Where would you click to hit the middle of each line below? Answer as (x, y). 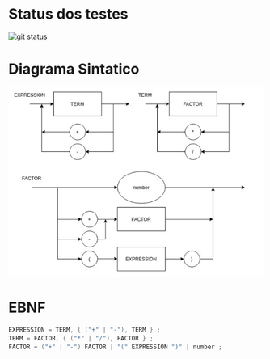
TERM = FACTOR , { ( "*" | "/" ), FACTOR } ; (81, 339)
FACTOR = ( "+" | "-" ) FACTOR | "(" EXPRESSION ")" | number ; (115, 347)
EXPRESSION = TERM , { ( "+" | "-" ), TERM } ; (84, 330)
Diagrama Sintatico (74, 69)
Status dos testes (68, 14)
